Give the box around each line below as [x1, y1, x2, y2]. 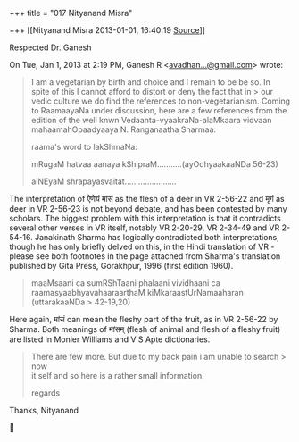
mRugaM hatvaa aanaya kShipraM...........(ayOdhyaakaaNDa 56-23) [30, 159, 278, 169]
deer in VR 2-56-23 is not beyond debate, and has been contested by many [9, 204, 287, 213]
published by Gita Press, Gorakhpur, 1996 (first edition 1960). [9, 261, 234, 271]
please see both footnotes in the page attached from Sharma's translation [9, 251, 281, 262]
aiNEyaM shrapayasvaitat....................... [30, 176, 177, 187]
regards [30, 388, 61, 398]
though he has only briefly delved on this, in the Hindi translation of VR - [9, 241, 275, 252]
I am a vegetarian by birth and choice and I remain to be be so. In [30, 77, 270, 88]
